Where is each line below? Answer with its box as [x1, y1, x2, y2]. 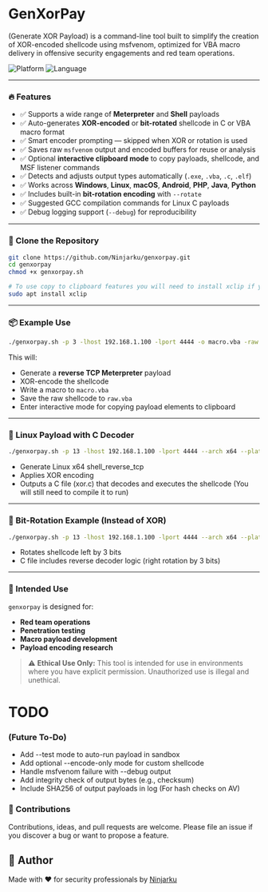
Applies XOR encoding [19, 471, 94, 480]
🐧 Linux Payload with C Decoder [8, 429, 135, 440]
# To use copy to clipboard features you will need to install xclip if [8, 283, 255, 291]
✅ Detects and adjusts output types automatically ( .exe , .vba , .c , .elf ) [19, 171, 252, 181]
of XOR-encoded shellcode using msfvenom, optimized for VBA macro [8, 39, 241, 49]
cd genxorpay [8, 261, 52, 269]
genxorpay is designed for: [8, 601, 94, 611]
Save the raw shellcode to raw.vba [19, 393, 133, 404]
